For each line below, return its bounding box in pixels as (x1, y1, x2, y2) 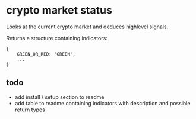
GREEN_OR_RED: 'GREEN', (17, 51, 76, 57)
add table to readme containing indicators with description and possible (14, 99, 191, 107)
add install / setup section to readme (14, 93, 105, 101)
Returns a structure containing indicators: (6, 34, 108, 41)
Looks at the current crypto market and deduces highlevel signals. (6, 23, 169, 30)
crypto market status (6, 4, 113, 17)
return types (14, 106, 46, 113)
